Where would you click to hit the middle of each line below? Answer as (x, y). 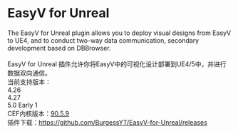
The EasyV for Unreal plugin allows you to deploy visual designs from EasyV (119, 33)
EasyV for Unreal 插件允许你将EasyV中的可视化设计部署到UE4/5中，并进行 (117, 64)
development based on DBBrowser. (59, 48)
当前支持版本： (29, 82)
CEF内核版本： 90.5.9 (38, 113)
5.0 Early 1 (22, 105)
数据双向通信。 (29, 73)
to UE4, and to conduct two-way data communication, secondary (103, 40)
